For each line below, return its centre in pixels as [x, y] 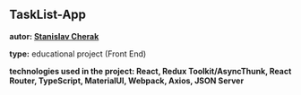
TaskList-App [48, 15]
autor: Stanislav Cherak [54, 36]
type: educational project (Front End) [78, 54]
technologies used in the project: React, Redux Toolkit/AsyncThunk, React [150, 71]
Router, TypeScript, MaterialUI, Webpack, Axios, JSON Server [127, 81]
